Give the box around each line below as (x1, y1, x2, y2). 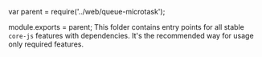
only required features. (8, 39, 84, 49)
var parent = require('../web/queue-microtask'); (8, 7, 166, 16)
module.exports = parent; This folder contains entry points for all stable (8, 22, 245, 31)
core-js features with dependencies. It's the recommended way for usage (8, 31, 255, 40)
